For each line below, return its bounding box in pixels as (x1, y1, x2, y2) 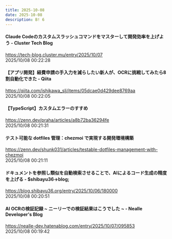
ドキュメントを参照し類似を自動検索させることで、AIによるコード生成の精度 (5, 169, 167, 176)
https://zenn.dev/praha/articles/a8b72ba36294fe (5, 117, 109, 123)
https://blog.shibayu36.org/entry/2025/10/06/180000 (5, 188, 118, 194)
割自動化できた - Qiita (5, 76, 51, 82)
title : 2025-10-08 (5, 7, 45, 13)
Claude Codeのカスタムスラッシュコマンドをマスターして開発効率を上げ (5, 33, 160, 39)
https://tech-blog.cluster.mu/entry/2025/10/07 (5, 52, 103, 58)
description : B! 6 (5, 17, 45, 22)
